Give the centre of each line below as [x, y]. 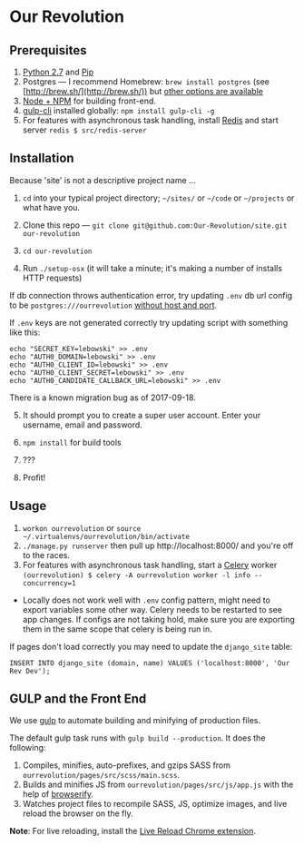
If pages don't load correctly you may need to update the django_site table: [151, 646]
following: [28, 748]
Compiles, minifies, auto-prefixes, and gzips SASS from [127, 765]
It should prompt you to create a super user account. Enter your [142, 415]
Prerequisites [48, 50]
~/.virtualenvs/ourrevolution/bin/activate [106, 536]
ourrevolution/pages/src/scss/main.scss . [101, 775]
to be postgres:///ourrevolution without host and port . [113, 305]
